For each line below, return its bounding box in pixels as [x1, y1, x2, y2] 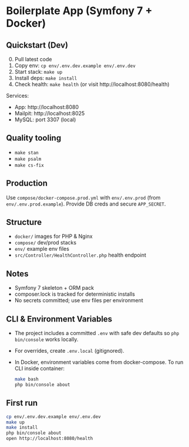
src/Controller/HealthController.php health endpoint [14, 251, 147, 259]
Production [6, 178, 48, 188]
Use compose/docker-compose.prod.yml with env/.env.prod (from [6, 194, 161, 201]
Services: [6, 92, 29, 99]
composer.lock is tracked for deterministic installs [14, 290, 135, 298]
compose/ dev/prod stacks [14, 239, 77, 246]
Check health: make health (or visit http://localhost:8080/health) [14, 81, 170, 88]
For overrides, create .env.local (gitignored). [14, 347, 124, 355]
